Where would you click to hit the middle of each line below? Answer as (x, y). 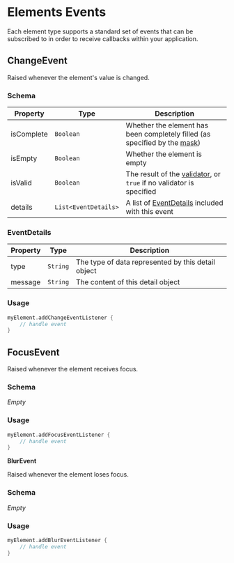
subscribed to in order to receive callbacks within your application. (103, 38)
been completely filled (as (168, 134)
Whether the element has (167, 125)
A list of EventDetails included (174, 203)
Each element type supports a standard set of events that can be (100, 31)
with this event (150, 212)
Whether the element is (164, 154)
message (26, 282)
